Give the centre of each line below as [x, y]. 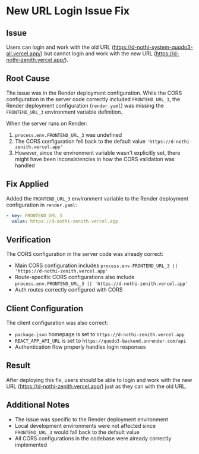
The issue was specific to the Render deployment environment [91, 419]
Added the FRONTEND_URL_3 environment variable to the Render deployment [97, 198]
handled [25, 165]
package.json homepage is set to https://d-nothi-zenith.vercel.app [99, 334]
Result [18, 366]
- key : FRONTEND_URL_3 [34, 215]
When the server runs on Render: [47, 123]
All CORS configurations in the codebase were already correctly [93, 438]
